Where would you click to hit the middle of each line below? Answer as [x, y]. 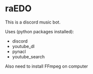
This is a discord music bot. [33, 22]
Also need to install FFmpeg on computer [46, 66]
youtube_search [28, 56]
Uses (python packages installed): [40, 31]
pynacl [19, 51]
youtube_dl [23, 46]
